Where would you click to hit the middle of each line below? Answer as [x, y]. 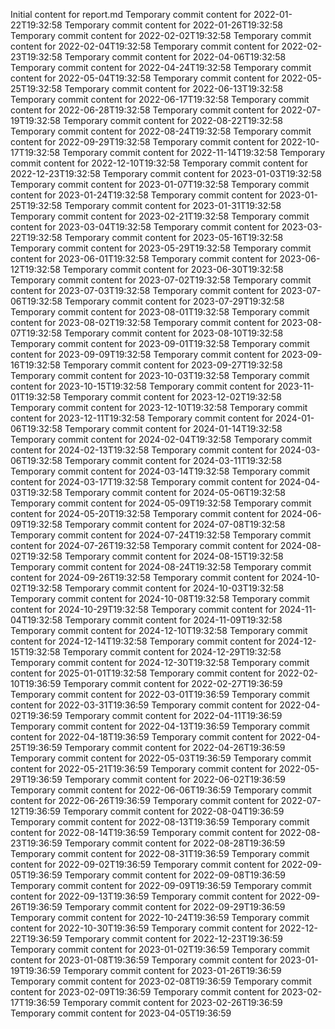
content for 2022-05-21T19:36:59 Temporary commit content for [143, 768]
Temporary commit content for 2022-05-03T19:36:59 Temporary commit [161, 758]
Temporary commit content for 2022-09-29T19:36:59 [175, 907]
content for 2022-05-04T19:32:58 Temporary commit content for [145, 78]
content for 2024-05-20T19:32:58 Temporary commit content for [144, 513]
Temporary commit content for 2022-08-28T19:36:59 [175, 843]
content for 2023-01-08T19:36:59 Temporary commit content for [144, 960]
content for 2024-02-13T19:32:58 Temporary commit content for [144, 450]
